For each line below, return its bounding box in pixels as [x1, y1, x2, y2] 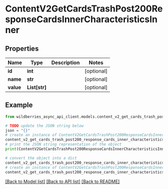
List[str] [26, 84, 46, 91]
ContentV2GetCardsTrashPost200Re [5, 3, 163, 15]
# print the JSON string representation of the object [5, 142, 122, 147]
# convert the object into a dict [5, 155, 77, 160]
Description [51, 59, 80, 66]
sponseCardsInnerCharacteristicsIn [5, 14, 158, 25]
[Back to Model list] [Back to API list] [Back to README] [5, 178, 120, 184]
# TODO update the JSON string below [5, 123, 84, 128]
